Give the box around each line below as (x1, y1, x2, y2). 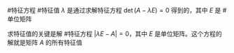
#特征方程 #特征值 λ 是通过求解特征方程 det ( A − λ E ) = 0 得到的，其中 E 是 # (7, 6, 227, 14)
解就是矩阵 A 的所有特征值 (7, 38, 82, 47)
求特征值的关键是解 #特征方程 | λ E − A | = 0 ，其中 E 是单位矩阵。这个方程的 (7, 30, 222, 38)
